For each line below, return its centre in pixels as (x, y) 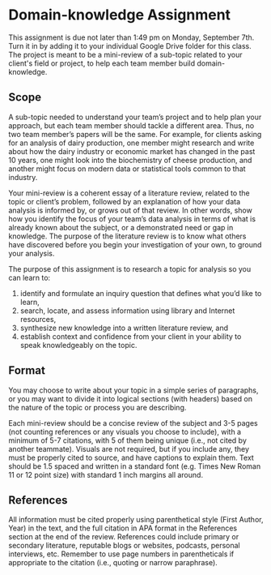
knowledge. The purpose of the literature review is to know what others (127, 236)
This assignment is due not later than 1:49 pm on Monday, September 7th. (131, 37)
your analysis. (32, 253)
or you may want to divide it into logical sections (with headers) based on (131, 398)
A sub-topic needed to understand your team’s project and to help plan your (135, 117)
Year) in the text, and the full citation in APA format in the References (123, 528)
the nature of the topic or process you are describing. (97, 407)
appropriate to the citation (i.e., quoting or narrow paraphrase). (113, 563)
